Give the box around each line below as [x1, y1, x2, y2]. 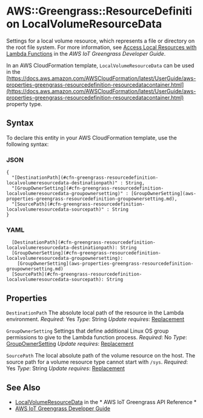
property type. [6, 100, 42, 107]
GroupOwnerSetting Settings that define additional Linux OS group [6, 327, 169, 334]
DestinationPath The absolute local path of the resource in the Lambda [6, 309, 184, 316]
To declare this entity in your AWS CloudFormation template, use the [6, 134, 177, 141]
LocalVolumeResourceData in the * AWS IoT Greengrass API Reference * [15, 398, 197, 405]
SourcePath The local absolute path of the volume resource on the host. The [6, 352, 196, 359]
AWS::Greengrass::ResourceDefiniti [6, 4, 192, 18]
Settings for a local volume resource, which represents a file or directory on [6, 37, 195, 44]
